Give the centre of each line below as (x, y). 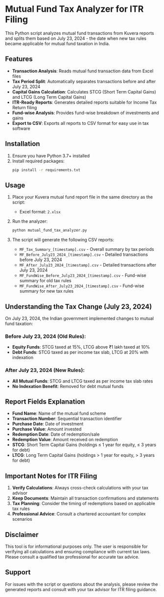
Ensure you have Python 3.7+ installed (51, 155)
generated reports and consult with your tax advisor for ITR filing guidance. (81, 589)
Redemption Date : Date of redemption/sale (56, 434)
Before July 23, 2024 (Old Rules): (46, 336)
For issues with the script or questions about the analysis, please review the (82, 584)
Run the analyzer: (30, 221)
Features (19, 59)
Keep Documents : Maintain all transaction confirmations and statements (85, 498)
